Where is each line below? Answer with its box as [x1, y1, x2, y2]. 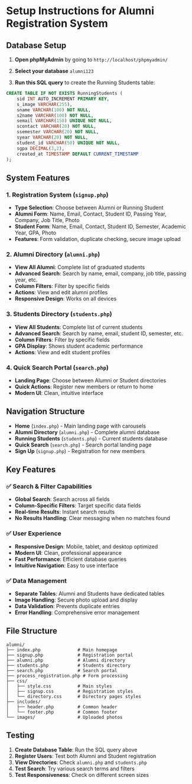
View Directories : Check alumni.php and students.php [14, 759, 147, 766]
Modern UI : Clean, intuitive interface [14, 389, 103, 396]
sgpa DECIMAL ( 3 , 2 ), [17, 145, 65, 152]
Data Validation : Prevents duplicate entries [14, 603, 120, 610]
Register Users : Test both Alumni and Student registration [14, 752, 157, 759]
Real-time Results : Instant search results [14, 508, 115, 516]
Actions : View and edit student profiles [14, 348, 110, 356]
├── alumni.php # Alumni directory [6, 657, 126, 663]
